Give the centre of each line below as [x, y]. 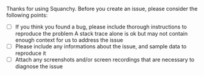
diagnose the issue [39, 66]
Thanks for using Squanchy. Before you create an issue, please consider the [102, 9]
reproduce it [30, 53]
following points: [27, 15]
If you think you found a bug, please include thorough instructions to [101, 27]
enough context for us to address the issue [69, 40]
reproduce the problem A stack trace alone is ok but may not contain [101, 34]
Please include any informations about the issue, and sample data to [101, 46]
